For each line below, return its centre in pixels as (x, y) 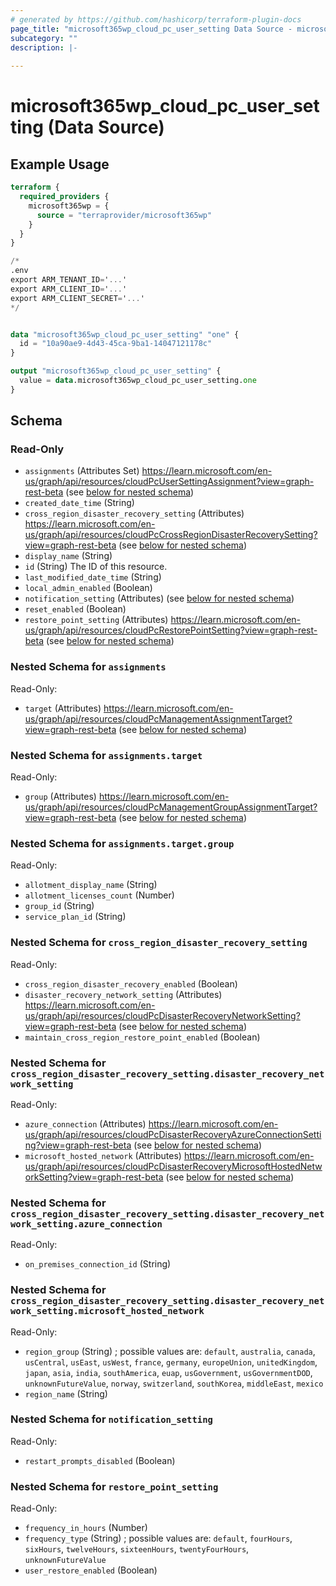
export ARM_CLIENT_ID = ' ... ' (69, 289)
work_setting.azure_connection (86, 1224)
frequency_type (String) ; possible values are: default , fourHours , (158, 1538)
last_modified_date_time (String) (93, 577)
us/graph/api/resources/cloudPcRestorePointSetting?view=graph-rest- (171, 630)
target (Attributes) (63, 708)
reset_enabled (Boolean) (75, 609)
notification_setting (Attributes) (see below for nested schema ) (159, 598)
